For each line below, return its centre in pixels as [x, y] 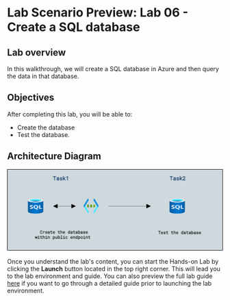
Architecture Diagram [54, 157]
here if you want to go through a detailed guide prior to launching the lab [110, 284]
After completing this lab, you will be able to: [70, 114]
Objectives [31, 98]
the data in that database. [43, 76]
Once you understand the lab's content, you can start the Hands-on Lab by [113, 262]
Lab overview [37, 52]
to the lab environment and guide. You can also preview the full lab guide [110, 276]
